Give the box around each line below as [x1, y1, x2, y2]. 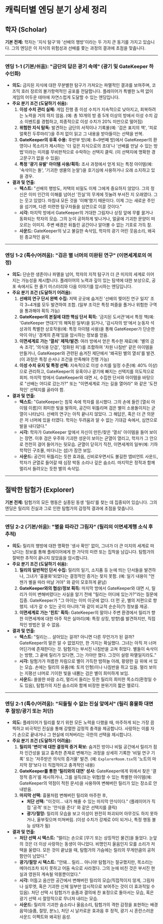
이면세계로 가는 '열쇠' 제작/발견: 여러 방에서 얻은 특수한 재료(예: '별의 [19, 338, 149, 344]
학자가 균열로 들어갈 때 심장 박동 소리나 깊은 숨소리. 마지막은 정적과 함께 [19, 460, 155, 465]
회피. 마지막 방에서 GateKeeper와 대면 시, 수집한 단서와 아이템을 [19, 375, 142, 380]
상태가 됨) [32, 823, 50, 828]
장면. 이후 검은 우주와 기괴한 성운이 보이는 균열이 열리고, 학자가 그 [24, 435, 149, 441]
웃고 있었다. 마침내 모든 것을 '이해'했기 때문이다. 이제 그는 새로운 [24, 198, 147, 204]
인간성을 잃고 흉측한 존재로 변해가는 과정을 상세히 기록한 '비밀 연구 [24, 750, 150, 755]
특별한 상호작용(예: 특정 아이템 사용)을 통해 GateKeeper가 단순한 [32, 326, 155, 332]
